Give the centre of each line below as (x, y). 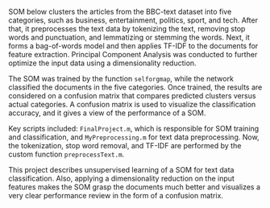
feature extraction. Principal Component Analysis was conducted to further (133, 54)
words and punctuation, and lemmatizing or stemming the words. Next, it (129, 37)
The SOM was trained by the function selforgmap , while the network (121, 79)
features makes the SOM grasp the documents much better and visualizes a (134, 187)
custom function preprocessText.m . (66, 154)
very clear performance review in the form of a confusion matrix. (116, 196)
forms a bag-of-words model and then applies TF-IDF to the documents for (133, 46)
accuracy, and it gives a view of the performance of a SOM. (107, 113)
